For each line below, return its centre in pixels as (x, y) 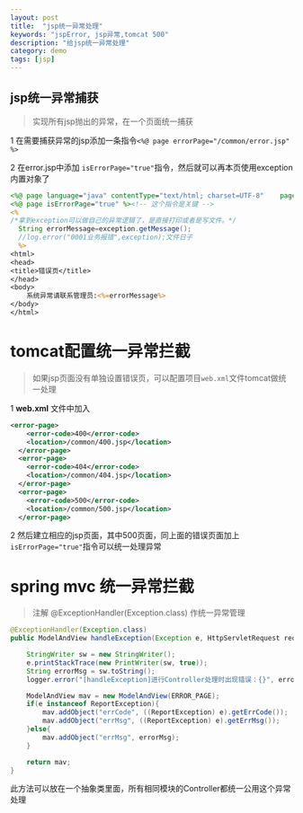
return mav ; (49, 762)
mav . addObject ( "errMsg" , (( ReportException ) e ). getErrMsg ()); (161, 721)
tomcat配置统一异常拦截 (100, 352)
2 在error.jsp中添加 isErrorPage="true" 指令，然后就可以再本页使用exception (151, 167)
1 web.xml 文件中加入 (50, 408)
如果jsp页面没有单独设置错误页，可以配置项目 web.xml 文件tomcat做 (155, 377)
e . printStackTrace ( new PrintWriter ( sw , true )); (117, 663)
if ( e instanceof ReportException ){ (93, 704)
